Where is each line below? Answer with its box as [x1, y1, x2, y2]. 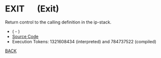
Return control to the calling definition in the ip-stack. [5, 19, 112, 25]
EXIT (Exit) [5, 3, 59, 14]
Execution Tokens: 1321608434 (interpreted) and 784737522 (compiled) [12, 38, 157, 44]
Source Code [12, 34, 39, 39]
